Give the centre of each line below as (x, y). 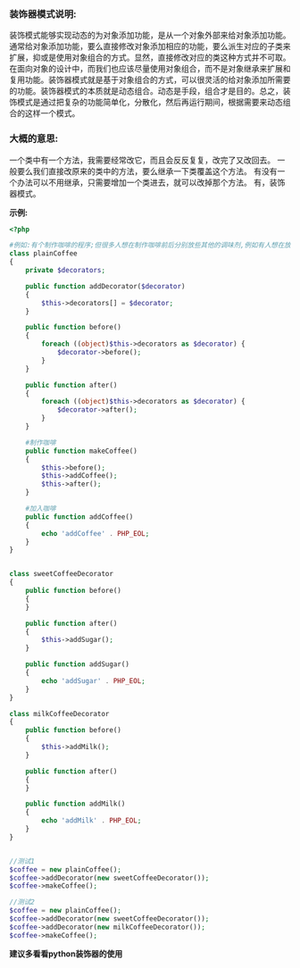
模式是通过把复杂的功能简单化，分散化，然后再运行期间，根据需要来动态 (150, 102)
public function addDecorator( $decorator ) (105, 286)
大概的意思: (34, 138)
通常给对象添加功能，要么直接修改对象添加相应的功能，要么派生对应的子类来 (150, 46)
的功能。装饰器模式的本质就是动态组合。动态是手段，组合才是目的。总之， (146, 91)
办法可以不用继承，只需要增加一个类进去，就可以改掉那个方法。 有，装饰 (151, 182)
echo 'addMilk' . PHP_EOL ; (92, 821)
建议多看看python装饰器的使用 (66, 954)
